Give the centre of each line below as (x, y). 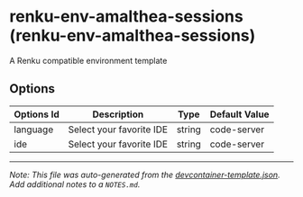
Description (118, 114)
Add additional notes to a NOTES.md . (75, 184)
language (34, 130)
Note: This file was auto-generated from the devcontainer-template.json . (145, 175)
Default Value (239, 114)
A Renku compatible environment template (88, 60)
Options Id (37, 114)
